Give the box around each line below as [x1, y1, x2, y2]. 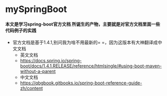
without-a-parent [20, 68, 56, 74]
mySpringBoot [5, 4, 67, 15]
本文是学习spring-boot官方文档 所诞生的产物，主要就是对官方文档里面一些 [5, 21, 160, 27]
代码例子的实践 [5, 27, 36, 33]
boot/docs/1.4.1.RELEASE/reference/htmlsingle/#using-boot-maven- [20, 63, 162, 69]
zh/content [20, 85, 43, 91]
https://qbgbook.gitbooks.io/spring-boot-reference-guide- [20, 80, 142, 86]
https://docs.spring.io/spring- [20, 58, 82, 64]
